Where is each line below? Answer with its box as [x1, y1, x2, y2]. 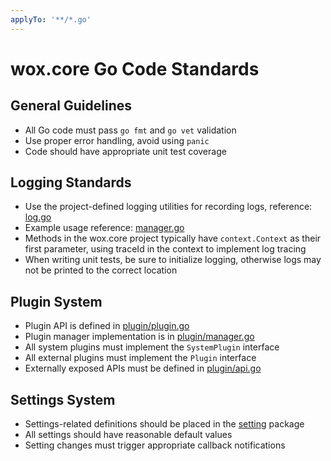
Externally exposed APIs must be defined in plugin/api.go [24, 362, 262, 375]
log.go [24, 211, 52, 223]
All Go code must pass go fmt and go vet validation [24, 124, 237, 136]
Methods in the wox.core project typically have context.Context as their [24, 232, 322, 245]
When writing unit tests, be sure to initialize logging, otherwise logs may [24, 254, 322, 266]
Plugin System [10, 293, 103, 310]
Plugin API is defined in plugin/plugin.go [24, 320, 190, 332]
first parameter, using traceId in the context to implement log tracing [24, 243, 307, 255]
